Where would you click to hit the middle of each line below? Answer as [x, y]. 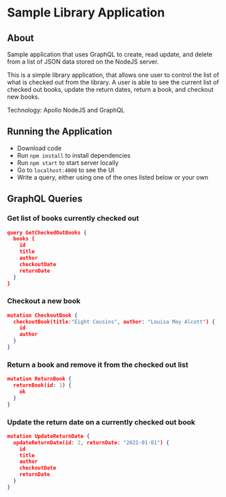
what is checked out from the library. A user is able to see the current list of [113, 82]
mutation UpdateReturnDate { [48, 436]
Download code [39, 148]
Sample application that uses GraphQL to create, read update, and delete [110, 54]
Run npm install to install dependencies [74, 155]
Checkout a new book [44, 301]
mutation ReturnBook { [39, 379]
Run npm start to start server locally [68, 162]
